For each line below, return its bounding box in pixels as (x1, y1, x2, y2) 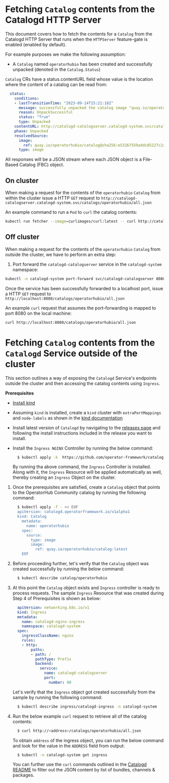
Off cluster (5, 233, 40, 241)
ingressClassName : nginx (22, 633, 74, 638)
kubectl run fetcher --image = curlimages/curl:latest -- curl (5, 219, 136, 224)
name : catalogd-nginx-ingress (22, 619, 85, 624)
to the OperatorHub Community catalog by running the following (12, 489, 146, 496)
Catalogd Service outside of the (5, 347, 138, 359)
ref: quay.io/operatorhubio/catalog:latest (35, 547, 128, 552)
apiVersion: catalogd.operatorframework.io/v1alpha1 (17, 509, 130, 514)
